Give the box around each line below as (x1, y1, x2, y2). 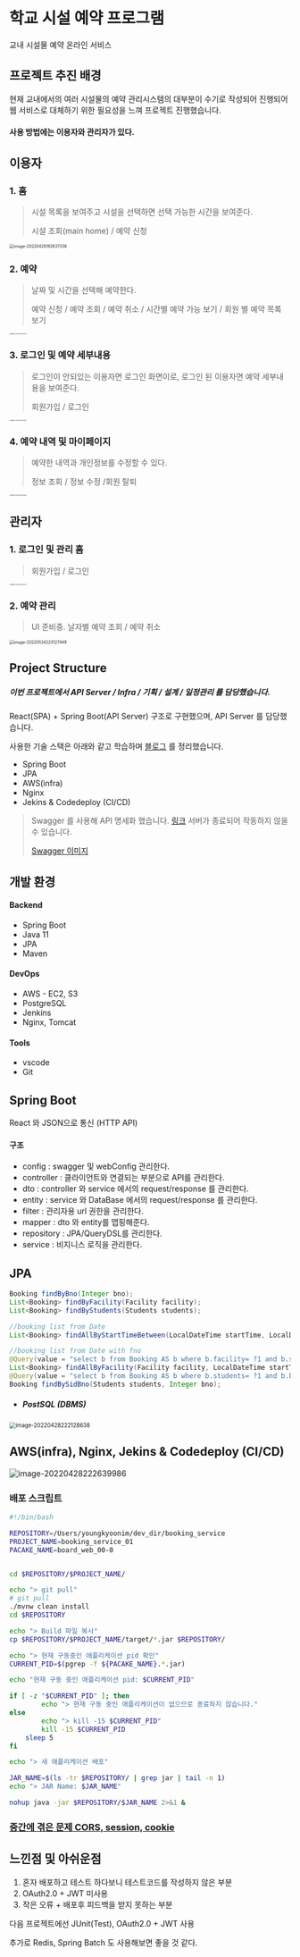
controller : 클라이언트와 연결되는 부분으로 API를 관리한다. (21, 1172, 225, 1183)
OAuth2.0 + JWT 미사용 (21, 1887, 109, 1899)
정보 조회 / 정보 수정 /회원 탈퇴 (30, 475, 137, 487)
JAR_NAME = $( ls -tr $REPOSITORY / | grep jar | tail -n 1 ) (9, 1774, 226, 1783)
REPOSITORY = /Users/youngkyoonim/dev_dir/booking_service (9, 1529, 226, 1538)
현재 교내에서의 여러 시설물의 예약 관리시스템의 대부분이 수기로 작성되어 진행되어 (9, 93, 288, 104)
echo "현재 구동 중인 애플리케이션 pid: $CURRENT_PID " (9, 1676, 195, 1684)
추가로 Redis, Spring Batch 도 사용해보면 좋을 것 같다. (9, 1936, 198, 1948)
